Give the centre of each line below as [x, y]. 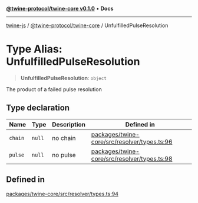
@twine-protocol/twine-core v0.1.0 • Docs [60, 9]
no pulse [64, 155]
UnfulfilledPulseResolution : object [64, 78]
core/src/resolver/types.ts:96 [132, 142]
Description [69, 124]
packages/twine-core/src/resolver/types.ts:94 [62, 194]
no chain [64, 138]
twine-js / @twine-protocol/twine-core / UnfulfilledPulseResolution [87, 25]
